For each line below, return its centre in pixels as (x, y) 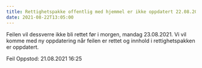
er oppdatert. (23, 47)
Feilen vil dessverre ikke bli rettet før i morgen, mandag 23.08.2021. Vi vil (96, 34)
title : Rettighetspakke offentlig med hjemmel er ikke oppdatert (90, 12)
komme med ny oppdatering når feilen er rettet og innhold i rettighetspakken (101, 41)
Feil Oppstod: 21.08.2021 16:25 (44, 58)
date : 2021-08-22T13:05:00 (40, 17)
